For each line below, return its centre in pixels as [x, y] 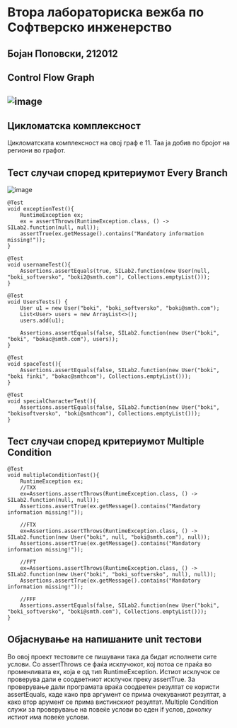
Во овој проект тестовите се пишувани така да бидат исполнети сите [112, 656]
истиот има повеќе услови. [48, 717]
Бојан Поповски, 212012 [63, 54]
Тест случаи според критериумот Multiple [106, 441]
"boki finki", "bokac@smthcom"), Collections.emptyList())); [99, 376]
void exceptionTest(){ [41, 209]
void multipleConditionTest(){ [53, 475]
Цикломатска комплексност [74, 126]
